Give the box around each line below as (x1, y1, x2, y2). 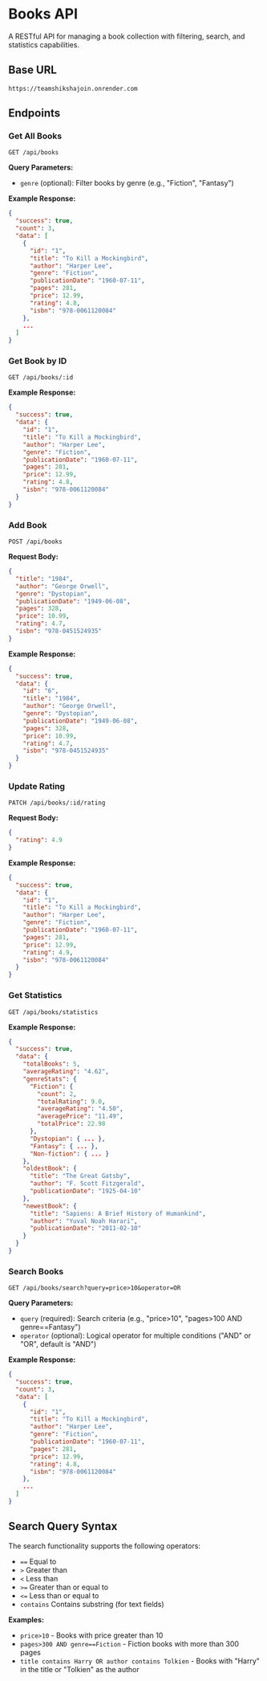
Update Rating (8, 780, 66, 791)
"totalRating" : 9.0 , (37, 1098, 106, 1106)
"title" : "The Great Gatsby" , (29, 1172, 131, 1180)
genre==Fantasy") (19, 1323, 81, 1332)
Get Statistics (8, 990, 63, 1001)
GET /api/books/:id (8, 374, 74, 382)
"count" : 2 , (37, 1090, 78, 1098)
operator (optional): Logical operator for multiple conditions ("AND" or (19, 1331, 251, 1340)
